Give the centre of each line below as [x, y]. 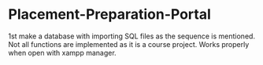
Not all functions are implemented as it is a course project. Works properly [129, 44]
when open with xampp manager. [62, 52]
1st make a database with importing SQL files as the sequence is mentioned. [132, 36]
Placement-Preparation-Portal [109, 14]
